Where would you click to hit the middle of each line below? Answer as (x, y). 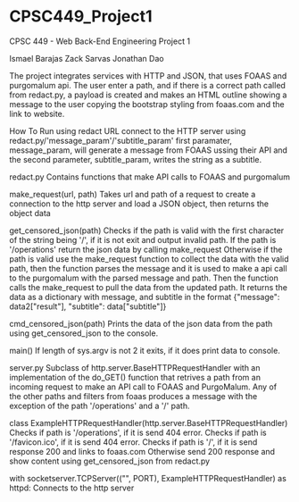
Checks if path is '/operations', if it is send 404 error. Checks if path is (138, 432)
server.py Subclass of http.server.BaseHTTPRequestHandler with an (135, 367)
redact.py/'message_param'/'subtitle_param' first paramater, (120, 140)
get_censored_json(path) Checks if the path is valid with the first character (147, 230)
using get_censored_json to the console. (84, 333)
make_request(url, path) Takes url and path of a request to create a (133, 194)
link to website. (37, 113)
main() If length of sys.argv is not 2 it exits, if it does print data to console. (145, 350)
